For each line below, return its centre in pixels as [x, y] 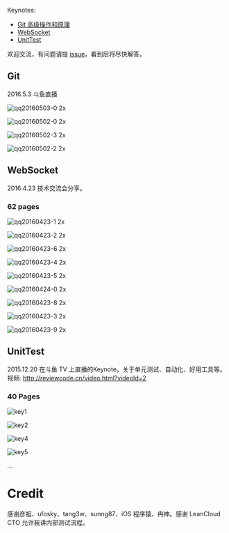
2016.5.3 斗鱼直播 [32, 94]
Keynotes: [22, 10]
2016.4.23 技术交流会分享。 [47, 188]
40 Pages [24, 396]
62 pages [24, 206]
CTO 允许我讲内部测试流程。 [48, 523]
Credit [25, 494]
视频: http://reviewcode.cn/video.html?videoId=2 [77, 378]
